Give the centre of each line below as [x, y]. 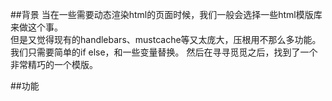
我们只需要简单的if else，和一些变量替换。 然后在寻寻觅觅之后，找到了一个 [164, 52]
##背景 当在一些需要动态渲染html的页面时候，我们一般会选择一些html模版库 [166, 14]
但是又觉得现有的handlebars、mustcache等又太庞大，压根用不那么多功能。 [166, 39]
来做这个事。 [36, 27]
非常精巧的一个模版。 [54, 64]
